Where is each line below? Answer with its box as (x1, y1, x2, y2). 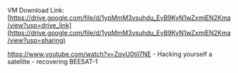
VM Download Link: (7, 6, 65, 14)
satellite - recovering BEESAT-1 (7, 57, 98, 66)
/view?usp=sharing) (7, 36, 66, 45)
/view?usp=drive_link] (7, 21, 72, 29)
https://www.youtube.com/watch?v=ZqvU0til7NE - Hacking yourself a (7, 50, 213, 58)
